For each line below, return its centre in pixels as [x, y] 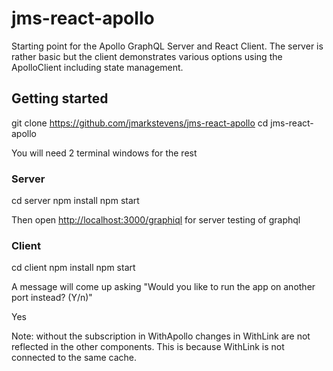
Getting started [60, 98]
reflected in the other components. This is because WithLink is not [148, 347]
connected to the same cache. [74, 358]
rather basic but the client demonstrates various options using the [147, 56]
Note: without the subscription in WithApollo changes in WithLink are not [161, 336]
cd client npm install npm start [73, 268]
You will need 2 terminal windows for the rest [104, 153]
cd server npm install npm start [75, 201]
